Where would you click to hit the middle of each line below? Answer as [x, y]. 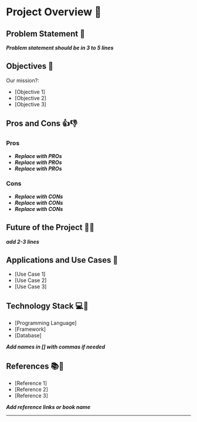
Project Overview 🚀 [54, 12]
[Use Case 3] [30, 287]
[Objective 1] [30, 92]
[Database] [28, 336]
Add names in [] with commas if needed [56, 347]
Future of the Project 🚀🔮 [50, 228]
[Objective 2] [30, 98]
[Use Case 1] [30, 274]
